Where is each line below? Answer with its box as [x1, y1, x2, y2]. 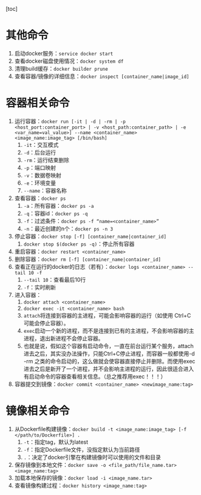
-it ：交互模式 [23, 141, 59, 148]
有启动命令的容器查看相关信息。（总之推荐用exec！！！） [23, 372, 166, 380]
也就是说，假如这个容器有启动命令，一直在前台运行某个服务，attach [23, 342, 194, 349]
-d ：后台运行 [23, 149, 56, 156]
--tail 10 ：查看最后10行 [23, 276, 86, 283]
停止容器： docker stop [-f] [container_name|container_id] [14, 232, 167, 240]
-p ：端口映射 [23, 164, 56, 171]
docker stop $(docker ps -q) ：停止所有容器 [23, 240, 135, 247]
